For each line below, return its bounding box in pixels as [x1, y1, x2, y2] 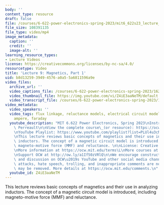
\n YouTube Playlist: [14, 130, 56, 135]
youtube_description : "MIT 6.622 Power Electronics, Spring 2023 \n [9, 121, 150, 125]
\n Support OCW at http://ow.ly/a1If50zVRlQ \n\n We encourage [14, 152, 139, 157]
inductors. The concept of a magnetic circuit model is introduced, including [5, 189, 157, 195]
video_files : [5, 80, 32, 84]
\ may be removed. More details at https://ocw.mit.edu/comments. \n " [14, 166, 159, 171]
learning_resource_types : [5, 52, 58, 58]
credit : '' [9, 43, 32, 48]
